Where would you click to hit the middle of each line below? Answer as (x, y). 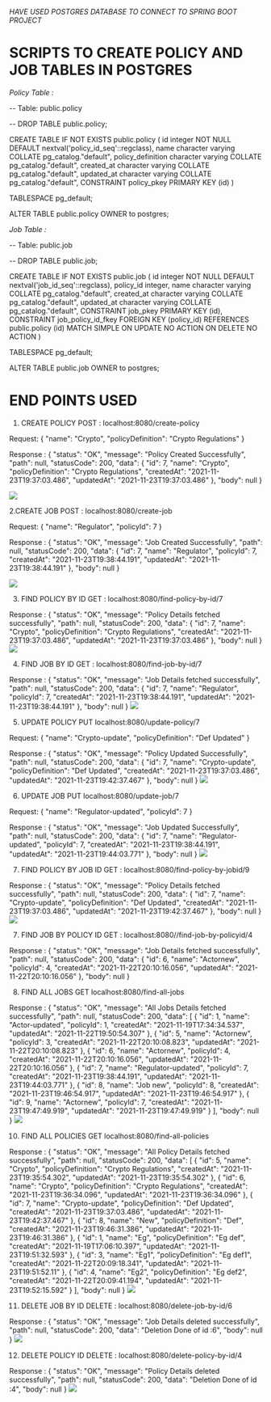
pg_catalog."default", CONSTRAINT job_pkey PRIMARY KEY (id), (116, 310)
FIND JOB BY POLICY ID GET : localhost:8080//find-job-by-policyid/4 (137, 935)
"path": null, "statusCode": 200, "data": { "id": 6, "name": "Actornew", (125, 959)
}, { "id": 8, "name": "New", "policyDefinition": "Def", (157, 1220)
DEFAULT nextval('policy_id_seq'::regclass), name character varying (122, 148)
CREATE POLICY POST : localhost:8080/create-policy (110, 423)
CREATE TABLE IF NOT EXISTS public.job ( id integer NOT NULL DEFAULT (132, 276)
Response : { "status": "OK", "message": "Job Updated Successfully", (125, 827)
